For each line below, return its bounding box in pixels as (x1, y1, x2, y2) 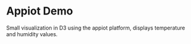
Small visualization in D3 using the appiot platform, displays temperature (6, 24, 185, 31)
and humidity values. (6, 30, 58, 37)
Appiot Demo (6, 4, 73, 18)
